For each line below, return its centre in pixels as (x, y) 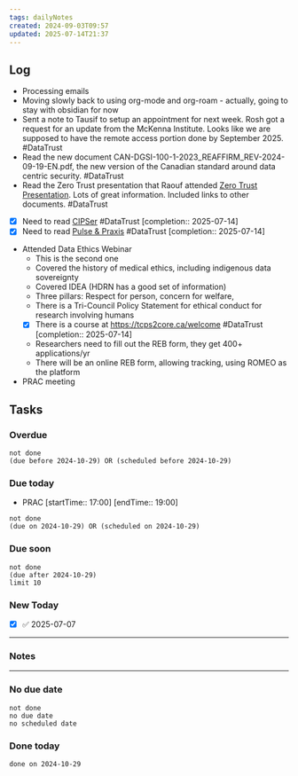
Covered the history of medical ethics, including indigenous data (153, 268)
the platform (58, 372)
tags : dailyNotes (41, 17)
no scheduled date (43, 724)
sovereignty (57, 278)
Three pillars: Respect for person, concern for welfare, (135, 296)
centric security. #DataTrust (73, 176)
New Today (34, 605)
